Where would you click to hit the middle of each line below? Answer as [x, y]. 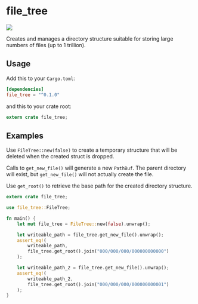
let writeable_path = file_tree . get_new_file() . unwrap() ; [90, 235]
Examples [25, 136]
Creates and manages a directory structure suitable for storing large [90, 39]
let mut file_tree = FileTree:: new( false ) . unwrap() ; [84, 224]
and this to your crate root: [39, 106]
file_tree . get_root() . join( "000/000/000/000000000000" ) [98, 251]
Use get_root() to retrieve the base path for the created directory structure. [99, 186]
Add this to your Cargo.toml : [41, 78]
